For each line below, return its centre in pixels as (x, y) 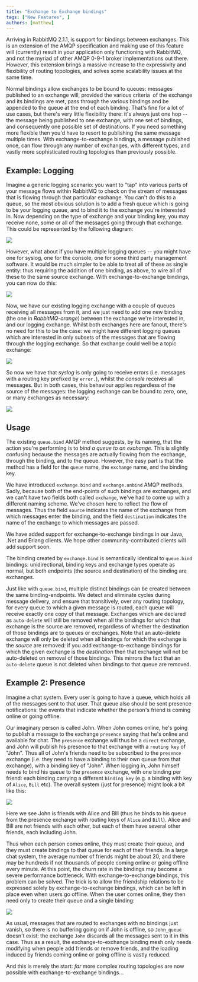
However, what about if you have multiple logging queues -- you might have (98, 252)
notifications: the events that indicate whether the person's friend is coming (98, 710)
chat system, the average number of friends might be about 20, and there (96, 856)
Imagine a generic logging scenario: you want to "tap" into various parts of (97, 185)
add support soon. (29, 547)
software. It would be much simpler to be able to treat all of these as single (97, 264)
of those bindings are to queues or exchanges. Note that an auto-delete (93, 633)
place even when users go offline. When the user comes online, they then (96, 894)
